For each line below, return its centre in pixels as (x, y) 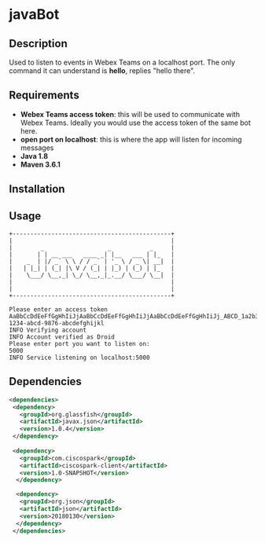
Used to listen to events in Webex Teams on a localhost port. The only (122, 62)
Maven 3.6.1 (40, 164)
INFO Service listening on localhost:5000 (79, 358)
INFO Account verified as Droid (62, 337)
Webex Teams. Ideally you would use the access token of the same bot (135, 123)
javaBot (34, 15)
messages (37, 148)
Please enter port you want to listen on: (79, 344)
